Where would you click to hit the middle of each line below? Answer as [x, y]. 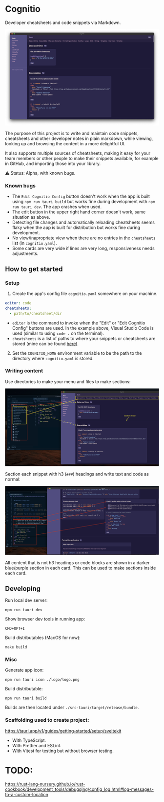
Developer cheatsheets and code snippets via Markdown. [63, 23]
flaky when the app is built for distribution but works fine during [76, 228]
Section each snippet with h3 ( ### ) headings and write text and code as [77, 474]
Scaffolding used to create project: [47, 720]
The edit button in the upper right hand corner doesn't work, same [79, 212]
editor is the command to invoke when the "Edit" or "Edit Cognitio [79, 323]
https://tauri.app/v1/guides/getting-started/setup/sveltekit [63, 731]
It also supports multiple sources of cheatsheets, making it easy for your [78, 153]
